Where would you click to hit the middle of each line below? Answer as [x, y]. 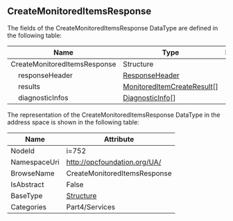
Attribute [119, 139]
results [29, 86]
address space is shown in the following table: [74, 122]
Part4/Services [91, 206]
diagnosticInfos [43, 97]
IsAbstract [27, 184]
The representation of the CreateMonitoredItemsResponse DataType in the [114, 115]
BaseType [27, 195]
